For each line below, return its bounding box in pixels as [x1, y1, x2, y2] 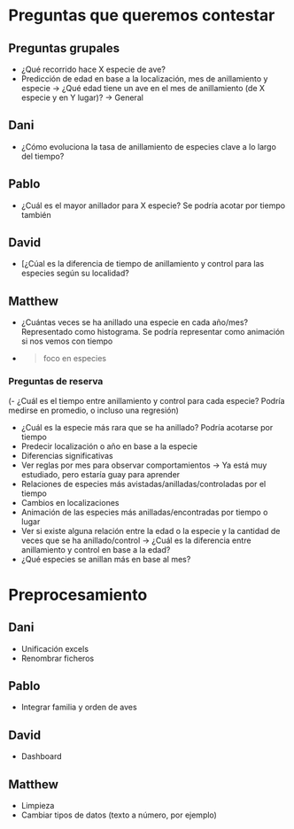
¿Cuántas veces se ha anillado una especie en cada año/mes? [20, 317, 249, 328]
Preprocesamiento [8, 585, 148, 605]
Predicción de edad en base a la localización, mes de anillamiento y [20, 74, 268, 84]
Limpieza [20, 800, 55, 810]
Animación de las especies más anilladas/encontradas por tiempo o [20, 507, 268, 517]
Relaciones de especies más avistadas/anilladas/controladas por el [20, 478, 267, 489]
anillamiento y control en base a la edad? [20, 544, 171, 554]
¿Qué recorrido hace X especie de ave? [20, 64, 166, 74]
